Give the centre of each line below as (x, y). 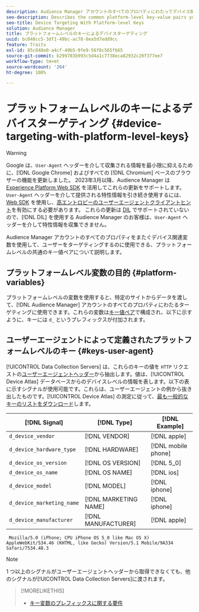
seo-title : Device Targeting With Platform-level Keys (75, 23)
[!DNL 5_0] (166, 462)
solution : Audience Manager (41, 28)
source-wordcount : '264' (37, 67)
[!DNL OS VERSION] (113, 462)
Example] (170, 426)
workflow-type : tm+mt (33, 61)
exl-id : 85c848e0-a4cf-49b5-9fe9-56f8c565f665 (65, 50)
